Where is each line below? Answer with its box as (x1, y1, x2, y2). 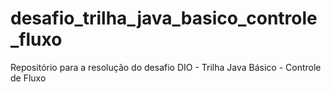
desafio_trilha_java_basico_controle (10, 7, 318, 30)
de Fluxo (10, 72, 47, 84)
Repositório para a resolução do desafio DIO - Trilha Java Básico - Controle (10, 61, 322, 73)
